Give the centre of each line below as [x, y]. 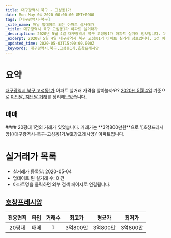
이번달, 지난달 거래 [29, 96]
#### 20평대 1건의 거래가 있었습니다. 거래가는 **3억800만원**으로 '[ [74, 127]
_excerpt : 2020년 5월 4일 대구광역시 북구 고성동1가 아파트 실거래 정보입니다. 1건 [82, 39]
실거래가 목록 [31, 156]
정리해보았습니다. [70, 96]
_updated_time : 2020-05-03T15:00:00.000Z [50, 44]
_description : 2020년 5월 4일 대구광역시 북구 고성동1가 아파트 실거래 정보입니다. [83, 34]
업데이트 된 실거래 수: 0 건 [38, 178]
